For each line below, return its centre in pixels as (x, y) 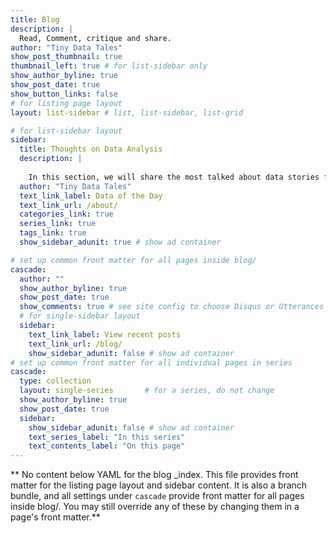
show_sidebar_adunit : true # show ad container (120, 242)
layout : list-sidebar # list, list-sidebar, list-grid (127, 112)
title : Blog (35, 19)
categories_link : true (66, 214)
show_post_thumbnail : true (66, 57)
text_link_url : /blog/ (75, 344)
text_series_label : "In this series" (107, 437)
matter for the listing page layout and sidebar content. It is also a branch (159, 485)
